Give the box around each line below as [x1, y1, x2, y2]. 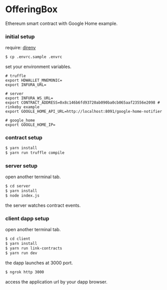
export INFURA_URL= [5, 82, 47, 87]
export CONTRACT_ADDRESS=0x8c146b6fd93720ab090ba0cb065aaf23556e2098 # [5, 100, 160, 105]
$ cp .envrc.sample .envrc [5, 54, 62, 59]
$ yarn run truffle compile [5, 150, 65, 155]
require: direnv [5, 45, 36, 51]
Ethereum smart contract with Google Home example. [5, 20, 118, 26]
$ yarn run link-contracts [5, 246, 62, 251]
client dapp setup [5, 215, 49, 222]
